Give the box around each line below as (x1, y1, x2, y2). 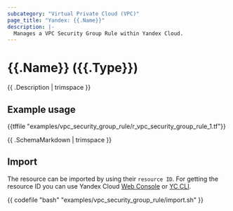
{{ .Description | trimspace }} (7, 83, 91, 92)
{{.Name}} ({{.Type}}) (7, 60, 138, 76)
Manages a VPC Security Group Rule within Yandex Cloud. (13, 29, 184, 37)
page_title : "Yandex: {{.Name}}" (7, 17, 105, 24)
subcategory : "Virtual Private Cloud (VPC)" (7, 10, 140, 18)
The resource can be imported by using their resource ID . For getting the (7, 175, 219, 183)
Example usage (7, 103, 76, 116)
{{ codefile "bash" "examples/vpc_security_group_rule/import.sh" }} (7, 196, 204, 204)
